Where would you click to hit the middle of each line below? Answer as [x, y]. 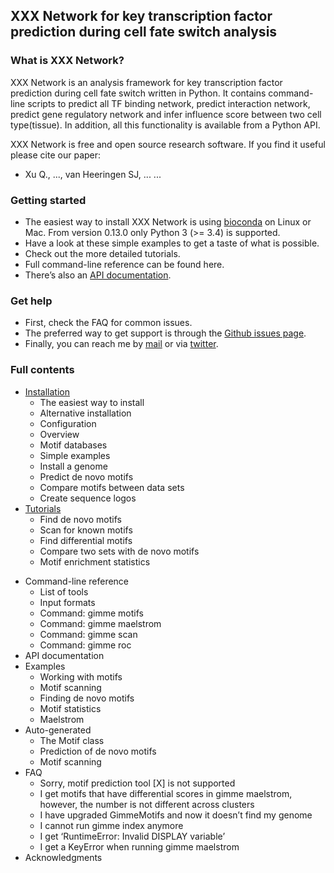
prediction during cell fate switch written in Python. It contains [138, 93]
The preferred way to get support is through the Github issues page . [165, 333]
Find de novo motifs [80, 519]
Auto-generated [58, 730]
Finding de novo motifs [87, 698]
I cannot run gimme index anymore [111, 825]
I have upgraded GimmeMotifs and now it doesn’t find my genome [176, 815]
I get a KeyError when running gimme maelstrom [139, 846]
